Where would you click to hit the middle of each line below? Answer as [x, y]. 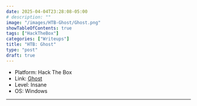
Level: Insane [30, 85]
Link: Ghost [28, 78]
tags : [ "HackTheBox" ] [33, 34]
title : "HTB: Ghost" [31, 45]
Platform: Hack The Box [43, 72]
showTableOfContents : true [39, 28]
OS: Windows [31, 91]
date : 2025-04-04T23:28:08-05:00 [47, 11]
